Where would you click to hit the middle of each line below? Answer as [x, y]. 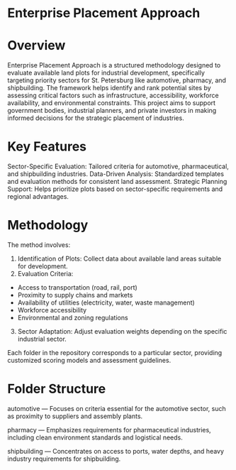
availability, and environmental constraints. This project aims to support [112, 103]
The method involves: [39, 245]
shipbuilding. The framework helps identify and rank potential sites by [109, 88]
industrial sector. [42, 339]
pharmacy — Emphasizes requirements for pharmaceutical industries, [109, 430]
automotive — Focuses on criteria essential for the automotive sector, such [117, 408]
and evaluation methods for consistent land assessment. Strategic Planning [117, 182]
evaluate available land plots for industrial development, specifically [106, 73]
